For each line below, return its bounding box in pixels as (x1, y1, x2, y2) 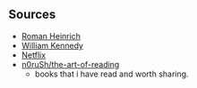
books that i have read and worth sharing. (34, 68, 189, 79)
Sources (8, 7, 56, 22)
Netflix (21, 49, 47, 60)
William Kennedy (21, 40, 84, 51)
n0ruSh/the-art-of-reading (21, 59, 120, 69)
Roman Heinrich (21, 30, 81, 41)
